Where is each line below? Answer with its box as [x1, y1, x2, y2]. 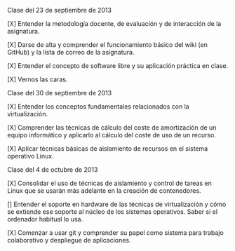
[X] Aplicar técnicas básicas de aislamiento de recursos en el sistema [7, 144, 208, 153]
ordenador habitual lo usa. [7, 215, 83, 223]
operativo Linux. [7, 152, 54, 160]
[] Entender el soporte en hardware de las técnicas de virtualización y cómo [7, 200, 227, 208]
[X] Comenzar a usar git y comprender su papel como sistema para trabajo [7, 229, 224, 237]
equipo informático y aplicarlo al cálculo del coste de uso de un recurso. [7, 131, 216, 139]
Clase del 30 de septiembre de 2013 [7, 89, 112, 97]
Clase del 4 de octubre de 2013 [7, 165, 98, 174]
